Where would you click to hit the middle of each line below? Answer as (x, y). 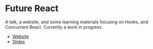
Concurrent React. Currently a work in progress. (54, 27)
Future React (32, 8)
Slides (19, 41)
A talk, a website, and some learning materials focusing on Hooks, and (77, 22)
